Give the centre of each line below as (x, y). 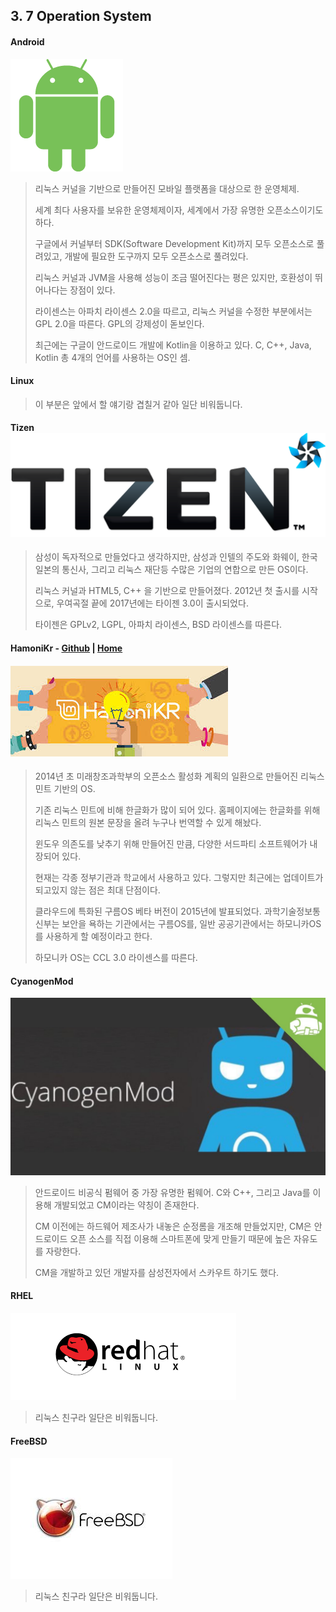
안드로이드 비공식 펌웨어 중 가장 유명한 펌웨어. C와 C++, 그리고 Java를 (172, 1192)
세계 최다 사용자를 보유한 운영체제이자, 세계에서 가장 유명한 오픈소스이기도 (179, 210)
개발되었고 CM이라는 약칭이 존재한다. (126, 1205)
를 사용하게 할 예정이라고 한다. (93, 936)
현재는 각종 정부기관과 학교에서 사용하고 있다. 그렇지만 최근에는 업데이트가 (179, 878)
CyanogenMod (42, 981)
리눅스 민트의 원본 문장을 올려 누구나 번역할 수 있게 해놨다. (148, 823)
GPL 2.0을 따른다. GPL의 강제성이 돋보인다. (119, 323)
